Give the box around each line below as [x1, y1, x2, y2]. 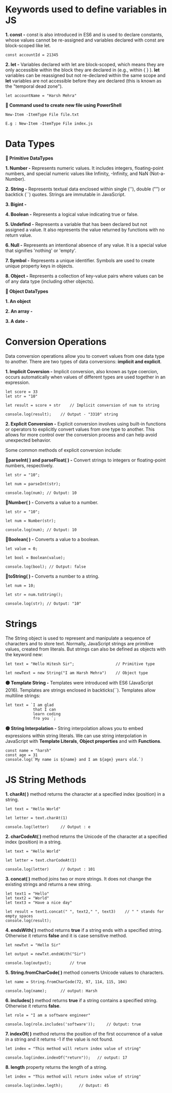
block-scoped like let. [5, 42, 51, 48]
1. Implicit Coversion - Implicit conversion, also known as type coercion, [5, 368, 158, 374]
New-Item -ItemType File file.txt [5, 112, 80, 117]
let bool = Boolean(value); [5, 555, 66, 560]
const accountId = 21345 [5, 52, 59, 57]
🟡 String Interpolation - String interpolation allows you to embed [5, 725, 144, 731]
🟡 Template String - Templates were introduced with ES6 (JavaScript [5, 679, 154, 686]
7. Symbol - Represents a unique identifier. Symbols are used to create [5, 257, 155, 263]
